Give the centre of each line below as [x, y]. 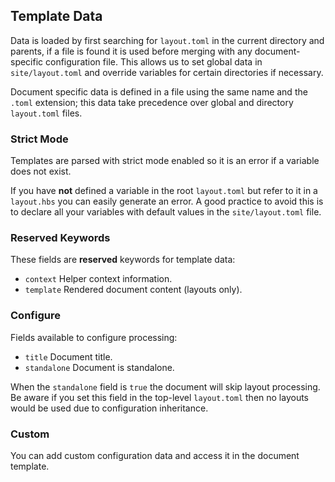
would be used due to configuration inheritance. [109, 408]
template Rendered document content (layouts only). [133, 290]
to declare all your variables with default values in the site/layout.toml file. [166, 212]
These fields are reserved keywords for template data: [123, 260]
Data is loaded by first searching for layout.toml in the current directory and [167, 40]
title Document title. [68, 356]
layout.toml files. [46, 113]
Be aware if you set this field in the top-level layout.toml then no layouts [160, 397]
